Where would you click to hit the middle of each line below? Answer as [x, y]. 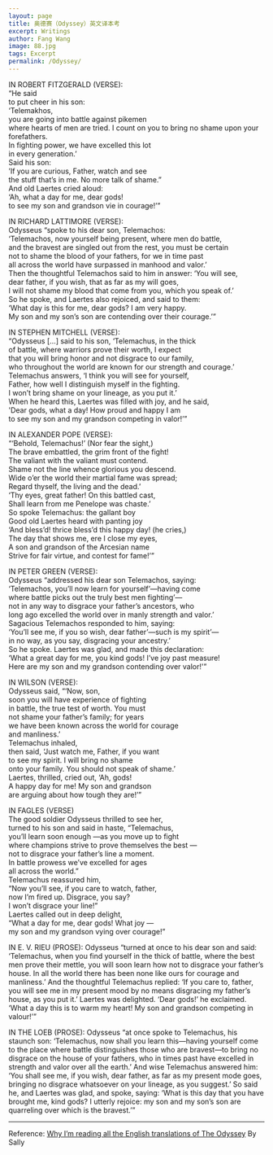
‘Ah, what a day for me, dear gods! [66, 197]
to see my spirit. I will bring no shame [71, 760]
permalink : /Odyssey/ [45, 62]
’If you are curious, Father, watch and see [78, 171]
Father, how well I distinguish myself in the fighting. [94, 384]
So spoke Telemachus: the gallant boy [72, 512]
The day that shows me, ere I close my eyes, [83, 538]
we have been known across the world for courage [93, 725]
